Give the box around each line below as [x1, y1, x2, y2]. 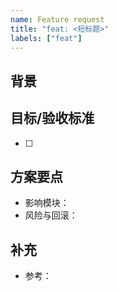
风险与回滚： [24, 209, 78, 221]
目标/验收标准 [10, 110, 95, 127]
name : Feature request [10, 14, 105, 25]
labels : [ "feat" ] [10, 33, 83, 43]
